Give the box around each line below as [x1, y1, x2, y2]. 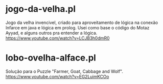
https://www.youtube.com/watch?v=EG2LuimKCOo [5, 73, 109, 79]
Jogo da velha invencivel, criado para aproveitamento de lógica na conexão [5, 20, 158, 25]
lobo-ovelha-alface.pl [5, 52, 96, 63]
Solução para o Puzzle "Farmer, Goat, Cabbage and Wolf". [5, 68, 123, 74]
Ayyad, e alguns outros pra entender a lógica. [5, 30, 97, 36]
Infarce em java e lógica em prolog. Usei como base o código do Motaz [5, 24, 150, 30]
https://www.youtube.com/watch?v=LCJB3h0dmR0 [5, 35, 110, 41]
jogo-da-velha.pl [5, 3, 76, 15]
